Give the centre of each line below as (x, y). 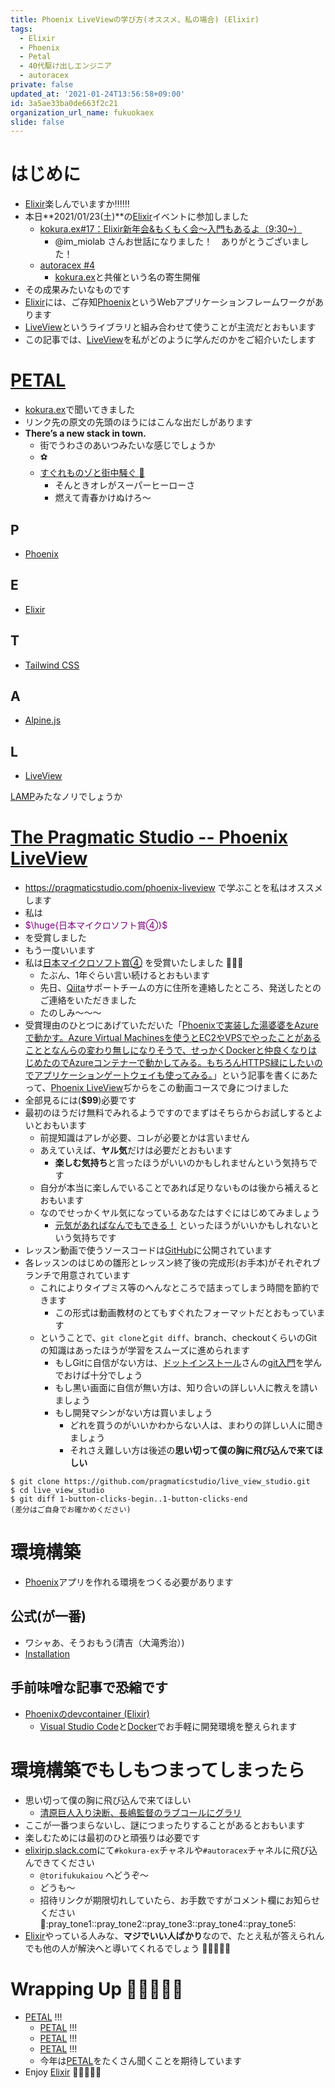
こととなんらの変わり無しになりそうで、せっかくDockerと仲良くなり (166, 1050)
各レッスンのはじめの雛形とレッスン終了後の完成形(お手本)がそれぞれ (168, 1263)
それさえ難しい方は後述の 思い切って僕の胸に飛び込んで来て (192, 1450)
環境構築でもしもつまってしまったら (158, 1770)
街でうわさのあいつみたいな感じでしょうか (127, 445)
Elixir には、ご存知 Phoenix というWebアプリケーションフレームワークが (170, 302)
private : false (42, 85)
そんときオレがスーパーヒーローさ (125, 485)
